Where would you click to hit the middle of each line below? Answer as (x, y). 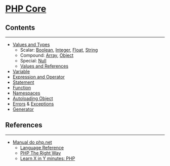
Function (22, 88)
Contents (20, 28)
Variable (21, 71)
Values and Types (31, 44)
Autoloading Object (33, 98)
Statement (23, 82)
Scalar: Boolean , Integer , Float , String (59, 50)
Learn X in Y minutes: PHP (48, 158)
